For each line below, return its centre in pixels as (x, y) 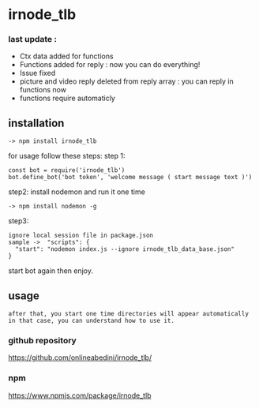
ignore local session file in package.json (81, 236)
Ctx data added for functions (66, 56)
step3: (19, 221)
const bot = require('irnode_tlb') (67, 170)
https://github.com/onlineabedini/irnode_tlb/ (80, 357)
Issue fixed (38, 73)
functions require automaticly (68, 98)
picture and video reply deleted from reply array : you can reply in (127, 81)
